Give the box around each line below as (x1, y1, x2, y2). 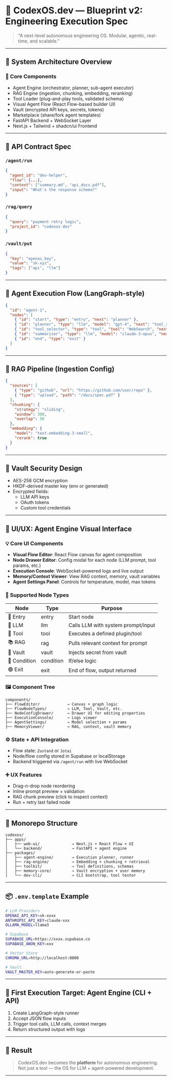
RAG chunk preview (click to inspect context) (12, 794, 108, 800)
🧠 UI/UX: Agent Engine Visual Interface (5, 524, 132, 533)
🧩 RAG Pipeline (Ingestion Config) (5, 364, 115, 373)
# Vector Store (5, 950, 38, 955)
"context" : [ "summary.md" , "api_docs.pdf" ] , (10, 182, 106, 188)
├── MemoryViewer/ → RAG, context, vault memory (5, 724, 132, 729)
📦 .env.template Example (5, 892, 89, 901)
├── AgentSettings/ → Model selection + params (5, 720, 127, 725)
